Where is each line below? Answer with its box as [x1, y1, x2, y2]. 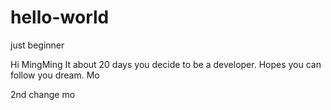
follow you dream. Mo [10, 69, 100, 81]
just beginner [10, 39, 65, 51]
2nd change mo [10, 88, 76, 100]
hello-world [10, 6, 110, 29]
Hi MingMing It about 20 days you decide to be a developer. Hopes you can [10, 58, 322, 70]
